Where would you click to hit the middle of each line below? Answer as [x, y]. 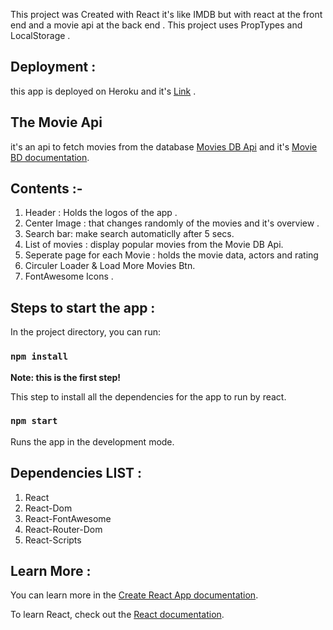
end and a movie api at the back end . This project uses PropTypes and [156, 25]
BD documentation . [50, 157]
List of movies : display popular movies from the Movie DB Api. [154, 245]
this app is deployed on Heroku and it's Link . [103, 91]
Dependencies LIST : [76, 473]
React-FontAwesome [68, 518]
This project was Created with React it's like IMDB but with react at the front [166, 14]
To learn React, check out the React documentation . [117, 615]
